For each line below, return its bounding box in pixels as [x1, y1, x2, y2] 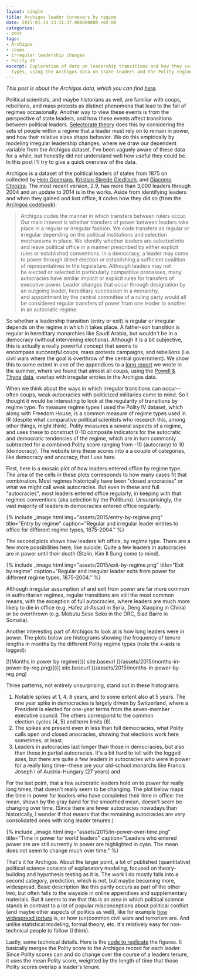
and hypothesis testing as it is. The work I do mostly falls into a [26, 871, 179, 878]
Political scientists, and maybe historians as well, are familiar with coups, [6, 96, 182, 103]
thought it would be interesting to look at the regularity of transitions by [6, 398, 178, 405]
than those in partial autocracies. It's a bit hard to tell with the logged [14, 749, 181, 756]
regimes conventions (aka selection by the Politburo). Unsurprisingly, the [6, 496, 182, 503]
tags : [6, 36, 19, 42]
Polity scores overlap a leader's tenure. [6, 964, 101, 971]
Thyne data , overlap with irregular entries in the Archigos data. [6, 373, 157, 381]
